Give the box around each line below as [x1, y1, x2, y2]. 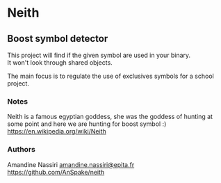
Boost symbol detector [7, 33, 108, 45]
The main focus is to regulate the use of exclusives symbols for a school [7, 72, 214, 80]
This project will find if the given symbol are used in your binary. [7, 51, 191, 59]
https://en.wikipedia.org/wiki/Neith [7, 127, 106, 136]
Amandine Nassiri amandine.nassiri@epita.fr [7, 160, 135, 168]
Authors [7, 145, 36, 154]
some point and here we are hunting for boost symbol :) [7, 120, 167, 128]
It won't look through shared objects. [7, 58, 113, 67]
